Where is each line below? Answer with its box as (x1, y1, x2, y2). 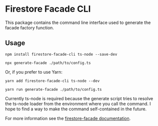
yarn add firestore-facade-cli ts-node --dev (5, 78, 100, 84)
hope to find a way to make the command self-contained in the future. (5, 106, 147, 112)
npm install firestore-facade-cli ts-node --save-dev (5, 52, 118, 57)
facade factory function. (5, 24, 54, 30)
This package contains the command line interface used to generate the (5, 20, 151, 25)
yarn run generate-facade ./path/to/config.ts (5, 87, 102, 92)
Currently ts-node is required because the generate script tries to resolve (5, 95, 154, 101)
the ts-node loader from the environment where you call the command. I (5, 101, 151, 106)
